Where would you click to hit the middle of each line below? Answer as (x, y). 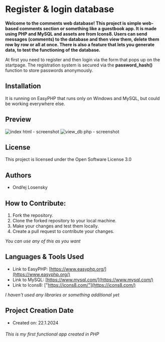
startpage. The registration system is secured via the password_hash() (79, 65)
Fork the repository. (33, 215)
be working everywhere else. (35, 104)
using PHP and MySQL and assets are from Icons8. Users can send (76, 34)
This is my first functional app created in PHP (52, 334)
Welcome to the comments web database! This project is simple (73, 23)
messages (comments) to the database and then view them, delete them (82, 39)
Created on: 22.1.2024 (35, 322)
